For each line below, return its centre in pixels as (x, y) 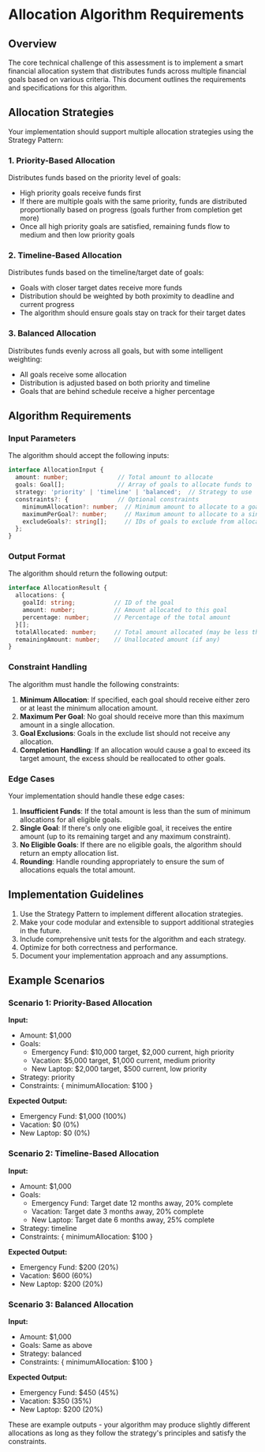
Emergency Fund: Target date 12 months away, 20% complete (132, 1202)
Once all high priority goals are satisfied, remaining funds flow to (125, 227)
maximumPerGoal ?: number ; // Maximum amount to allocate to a (134, 514)
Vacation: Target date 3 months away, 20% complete (118, 1211)
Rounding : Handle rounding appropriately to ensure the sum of (122, 861)
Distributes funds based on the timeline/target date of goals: (106, 272)
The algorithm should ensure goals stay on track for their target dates (132, 313)
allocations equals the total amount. (77, 869)
